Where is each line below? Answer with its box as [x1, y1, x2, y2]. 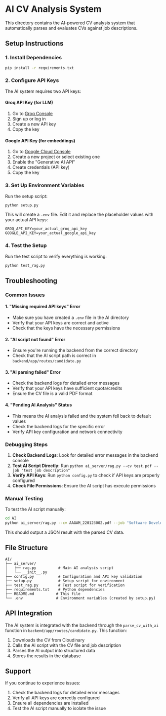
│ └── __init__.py [5, 569, 48, 575]
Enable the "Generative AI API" [12, 159, 75, 165]
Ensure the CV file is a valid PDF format [12, 391, 93, 397]
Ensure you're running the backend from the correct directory [12, 347, 138, 354]
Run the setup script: [5, 193, 48, 199]
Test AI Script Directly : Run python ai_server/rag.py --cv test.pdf [12, 463, 152, 469]
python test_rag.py [5, 263, 45, 268]
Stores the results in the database [12, 653, 81, 659]
